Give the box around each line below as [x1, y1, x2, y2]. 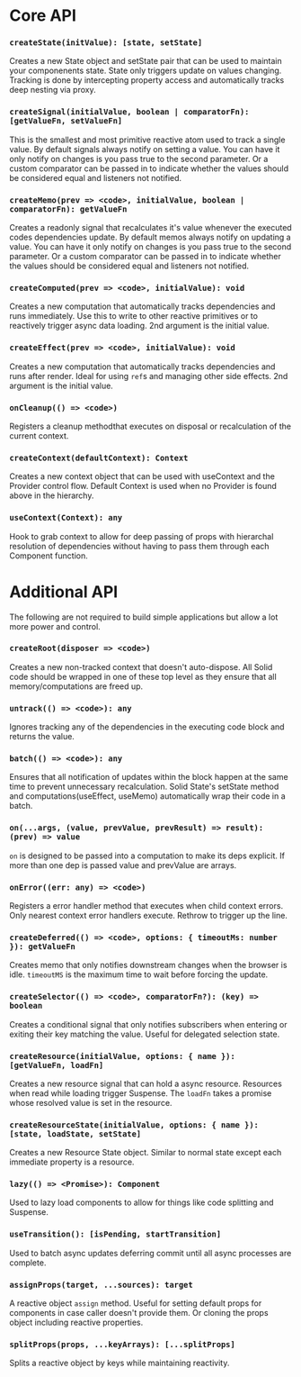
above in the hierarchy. [9, 490, 94, 501]
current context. [9, 430, 69, 441]
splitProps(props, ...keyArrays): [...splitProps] [9, 1339, 235, 1349]
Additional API [9, 582, 119, 602]
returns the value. [9, 731, 75, 742]
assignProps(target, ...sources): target [9, 1280, 193, 1290]
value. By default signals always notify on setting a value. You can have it [9, 143, 280, 154]
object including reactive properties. [9, 1317, 144, 1328]
